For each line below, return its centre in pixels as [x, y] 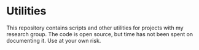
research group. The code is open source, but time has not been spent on [100, 34]
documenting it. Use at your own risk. [54, 40]
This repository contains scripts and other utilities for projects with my [95, 28]
